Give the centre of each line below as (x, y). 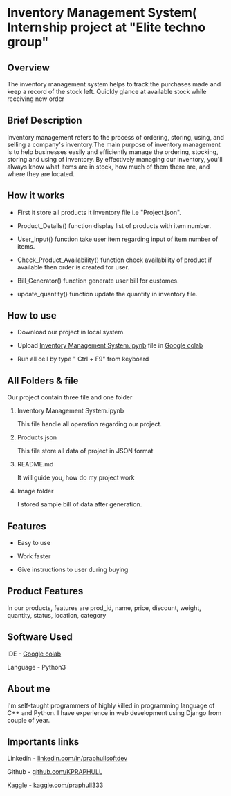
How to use (32, 316)
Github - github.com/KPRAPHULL (55, 772)
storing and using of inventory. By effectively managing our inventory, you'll (115, 159)
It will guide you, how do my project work (76, 477)
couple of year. (29, 720)
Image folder (35, 491)
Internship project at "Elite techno (107, 27)
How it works (36, 196)
